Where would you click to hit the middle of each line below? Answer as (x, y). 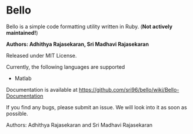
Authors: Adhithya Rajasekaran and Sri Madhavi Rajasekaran (79, 125)
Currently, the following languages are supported (66, 67)
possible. (17, 113)
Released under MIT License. (41, 55)
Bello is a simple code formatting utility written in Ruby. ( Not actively (89, 26)
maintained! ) (22, 32)
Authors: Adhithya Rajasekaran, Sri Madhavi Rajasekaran (77, 44)
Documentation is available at (42, 89)
